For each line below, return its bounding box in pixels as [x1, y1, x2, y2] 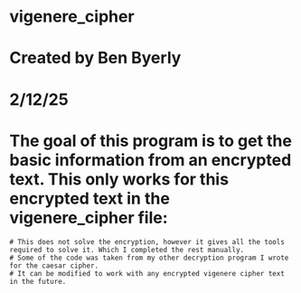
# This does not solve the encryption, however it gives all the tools [9, 237, 285, 246]
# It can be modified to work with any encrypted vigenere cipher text [9, 269, 285, 278]
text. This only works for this [9, 169, 229, 189]
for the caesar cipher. [9, 260, 99, 270]
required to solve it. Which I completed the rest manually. [9, 245, 245, 254]
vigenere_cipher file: [9, 207, 169, 228]
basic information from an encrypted [9, 149, 292, 170]
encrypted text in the [9, 188, 170, 209]
